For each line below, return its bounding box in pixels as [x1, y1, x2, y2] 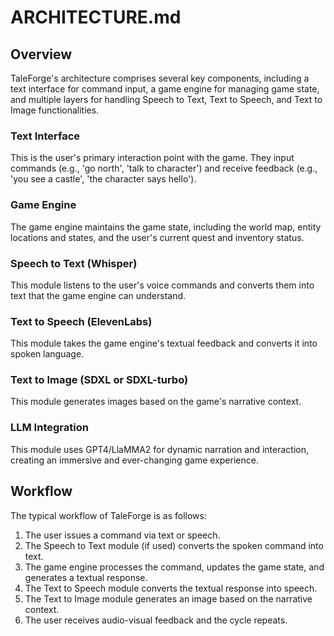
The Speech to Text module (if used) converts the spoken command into [24, 539, 324, 551]
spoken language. [10, 348, 85, 360]
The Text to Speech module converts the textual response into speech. [24, 582, 318, 594]
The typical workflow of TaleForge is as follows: [10, 509, 207, 521]
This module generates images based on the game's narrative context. [10, 396, 302, 408]
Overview [10, 46, 73, 63]
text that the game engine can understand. [10, 289, 187, 301]
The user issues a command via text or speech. [24, 529, 221, 541]
